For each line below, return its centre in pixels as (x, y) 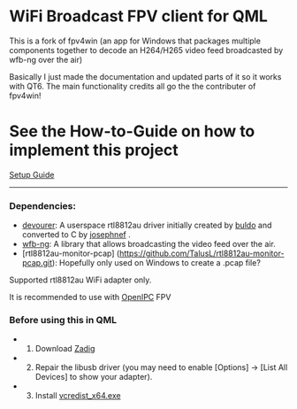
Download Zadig (65, 349)
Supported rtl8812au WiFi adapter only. (80, 280)
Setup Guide (32, 174)
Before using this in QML (63, 320)
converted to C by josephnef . (76, 235)
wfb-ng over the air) (46, 59)
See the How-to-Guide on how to (132, 131)
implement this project (94, 150)
